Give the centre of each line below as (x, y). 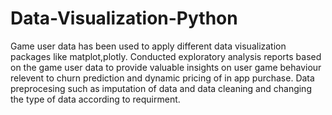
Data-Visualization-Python (124, 18)
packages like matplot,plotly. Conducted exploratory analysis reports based (166, 56)
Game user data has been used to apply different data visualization (148, 46)
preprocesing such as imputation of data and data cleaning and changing (161, 88)
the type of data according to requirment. (95, 99)
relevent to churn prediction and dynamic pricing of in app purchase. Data (162, 78)
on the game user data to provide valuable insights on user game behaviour (166, 67)
